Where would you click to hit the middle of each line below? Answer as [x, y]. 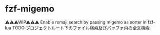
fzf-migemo [30, 9]
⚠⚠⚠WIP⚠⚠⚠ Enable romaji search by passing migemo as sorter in [76, 22]
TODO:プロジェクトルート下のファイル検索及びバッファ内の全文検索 [81, 28]
